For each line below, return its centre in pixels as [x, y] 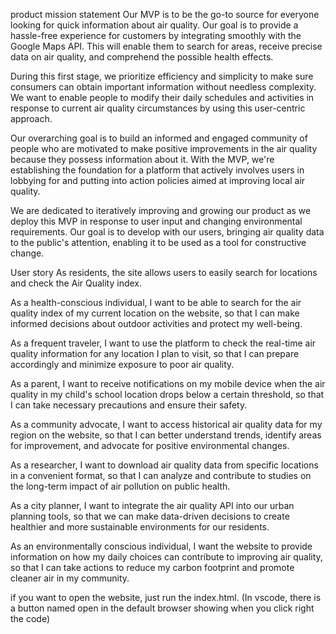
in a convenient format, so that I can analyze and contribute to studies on [161, 475]
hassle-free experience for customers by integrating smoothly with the [156, 35]
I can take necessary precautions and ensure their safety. [129, 405]
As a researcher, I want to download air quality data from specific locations [164, 465]
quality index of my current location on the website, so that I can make [155, 313]
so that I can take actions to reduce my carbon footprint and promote [152, 567]
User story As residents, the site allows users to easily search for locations [164, 272]
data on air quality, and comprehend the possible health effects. [142, 57]
